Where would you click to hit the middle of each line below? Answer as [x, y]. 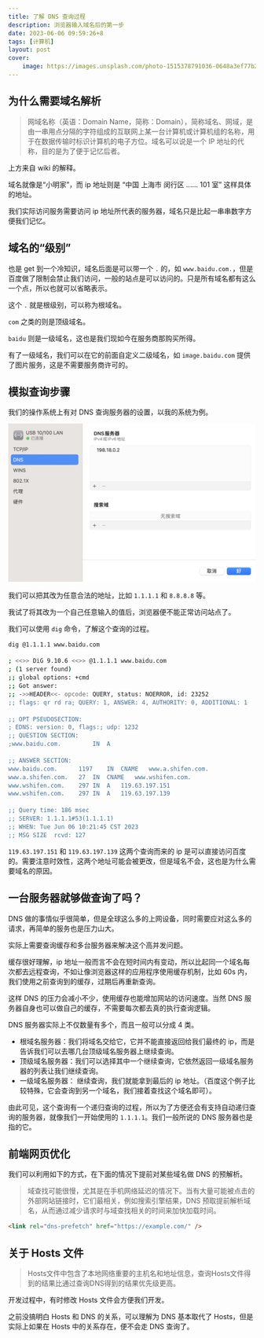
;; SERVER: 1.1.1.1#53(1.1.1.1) [61, 819]
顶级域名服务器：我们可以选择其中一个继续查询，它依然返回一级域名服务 [136, 1060]
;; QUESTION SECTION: [44, 736]
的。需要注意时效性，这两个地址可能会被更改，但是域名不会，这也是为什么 [128, 861]
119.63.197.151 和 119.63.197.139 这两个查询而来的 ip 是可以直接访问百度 [127, 851]
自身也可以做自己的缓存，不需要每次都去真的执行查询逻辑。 [118, 1008]
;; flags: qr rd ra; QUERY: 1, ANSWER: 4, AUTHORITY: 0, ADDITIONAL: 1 [128, 702]
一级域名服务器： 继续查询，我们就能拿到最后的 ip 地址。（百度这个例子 [134, 1080]
